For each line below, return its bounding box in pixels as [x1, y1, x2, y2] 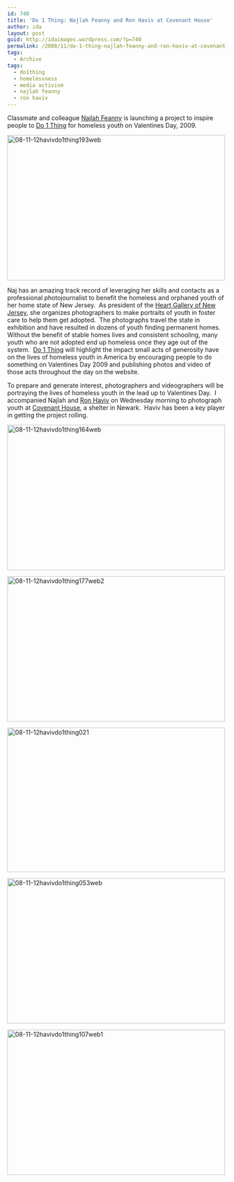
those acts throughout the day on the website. [7, 368, 139, 376]
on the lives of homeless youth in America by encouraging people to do [7, 353, 212, 361]
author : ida [7, 23, 42, 30]
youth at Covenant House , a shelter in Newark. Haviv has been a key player [7, 404, 225, 412]
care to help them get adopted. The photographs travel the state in [7, 316, 201, 324]
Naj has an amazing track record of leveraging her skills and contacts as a [7, 286, 219, 294]
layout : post [7, 29, 45, 37]
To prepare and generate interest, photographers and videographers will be [7, 381, 224, 390]
